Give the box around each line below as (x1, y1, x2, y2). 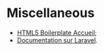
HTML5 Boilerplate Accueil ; (16, 28, 97, 37)
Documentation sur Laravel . (16, 35, 98, 44)
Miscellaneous (6, 5, 95, 21)
